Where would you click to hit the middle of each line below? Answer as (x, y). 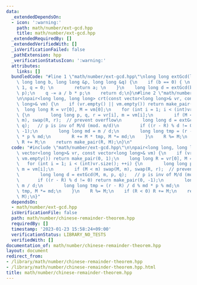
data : (13, 11)
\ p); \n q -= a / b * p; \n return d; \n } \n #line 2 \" (90, 93)
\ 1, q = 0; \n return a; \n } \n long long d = (93, 88)
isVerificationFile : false (44, 213)
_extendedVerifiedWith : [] (44, 44)
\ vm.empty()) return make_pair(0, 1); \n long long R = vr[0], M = (105, 159)
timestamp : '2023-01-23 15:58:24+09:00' (61, 229)
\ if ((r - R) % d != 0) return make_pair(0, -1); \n (90, 180)
